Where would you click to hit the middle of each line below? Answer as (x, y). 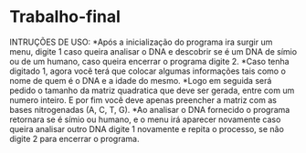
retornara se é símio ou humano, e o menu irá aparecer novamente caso (145, 119)
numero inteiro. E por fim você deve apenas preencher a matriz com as (143, 100)
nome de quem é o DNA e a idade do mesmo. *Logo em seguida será (141, 80)
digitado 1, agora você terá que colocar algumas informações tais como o (148, 71)
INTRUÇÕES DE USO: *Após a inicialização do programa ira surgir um (141, 42)
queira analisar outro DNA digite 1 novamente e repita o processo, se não (147, 128)
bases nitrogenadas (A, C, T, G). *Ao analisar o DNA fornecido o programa (150, 109)
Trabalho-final (65, 17)
